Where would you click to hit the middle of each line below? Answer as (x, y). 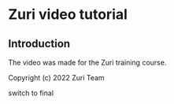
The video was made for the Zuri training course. (87, 62)
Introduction (39, 44)
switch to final (31, 93)
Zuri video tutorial (68, 15)
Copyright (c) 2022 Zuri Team (56, 78)
